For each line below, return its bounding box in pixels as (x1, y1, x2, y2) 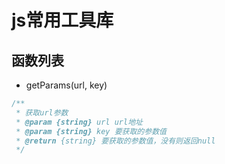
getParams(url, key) (25, 79, 108, 91)
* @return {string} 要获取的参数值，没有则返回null (15, 136, 216, 146)
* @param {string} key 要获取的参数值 (15, 126, 167, 136)
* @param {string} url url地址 (15, 117, 143, 127)
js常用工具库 (11, 9, 114, 32)
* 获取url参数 (15, 107, 69, 118)
